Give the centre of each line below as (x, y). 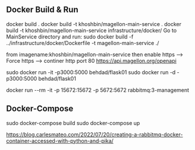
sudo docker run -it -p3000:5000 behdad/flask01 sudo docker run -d (91, 72)
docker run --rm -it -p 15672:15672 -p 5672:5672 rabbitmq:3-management (97, 90)
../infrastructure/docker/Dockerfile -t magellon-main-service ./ (83, 43)
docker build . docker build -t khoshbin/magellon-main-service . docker (94, 24)
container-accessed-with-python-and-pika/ (60, 141)
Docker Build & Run (42, 10)
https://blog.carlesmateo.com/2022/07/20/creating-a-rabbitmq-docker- (95, 134)
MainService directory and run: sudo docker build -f (70, 36)
